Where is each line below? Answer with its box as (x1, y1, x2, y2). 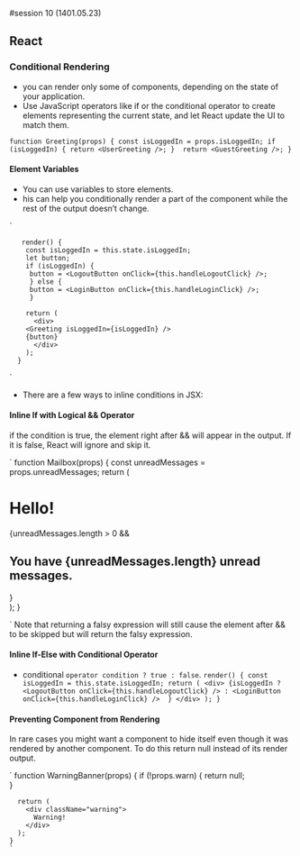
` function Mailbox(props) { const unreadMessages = (9, 457, 206, 468)
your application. (22, 90, 86, 102)
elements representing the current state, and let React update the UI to (22, 110, 286, 121)
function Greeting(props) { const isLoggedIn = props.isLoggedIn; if (9, 137, 277, 146)
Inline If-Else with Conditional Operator (9, 649, 159, 660)
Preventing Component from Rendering (9, 714, 160, 724)
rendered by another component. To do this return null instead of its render (9, 743, 288, 754)
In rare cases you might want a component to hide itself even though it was (9, 733, 288, 744)
